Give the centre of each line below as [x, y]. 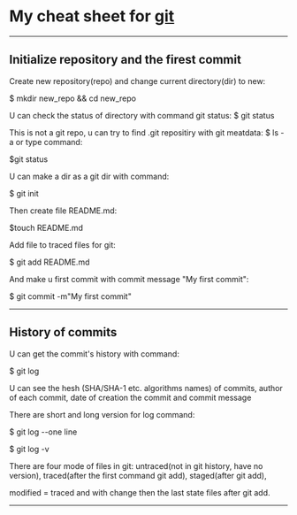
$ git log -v [30, 449]
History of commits [63, 332]
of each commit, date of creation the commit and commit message [130, 397]
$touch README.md [46, 227]
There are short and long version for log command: [102, 414]
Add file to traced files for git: [63, 244]
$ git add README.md [49, 262]
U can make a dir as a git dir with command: [89, 176]
